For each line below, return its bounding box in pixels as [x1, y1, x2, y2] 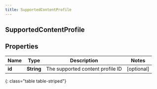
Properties [5, 43, 39, 51]
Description [70, 57, 98, 64]
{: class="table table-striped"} [5, 78, 67, 84]
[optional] [126, 65, 150, 72]
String [26, 65, 41, 72]
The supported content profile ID [46, 65, 122, 72]
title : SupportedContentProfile [5, 7, 72, 12]
